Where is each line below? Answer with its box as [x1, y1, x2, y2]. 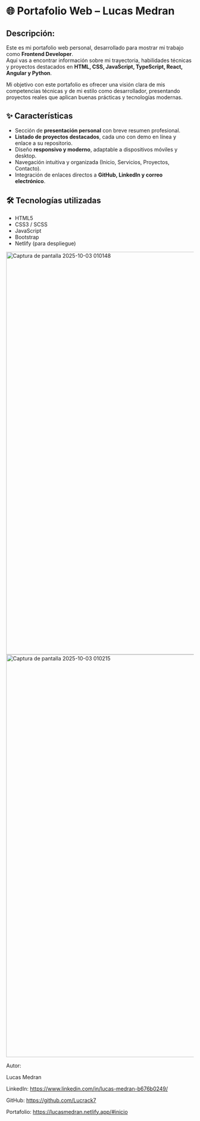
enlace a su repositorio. [14, 139, 73, 147]
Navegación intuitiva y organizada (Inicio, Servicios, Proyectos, [14, 158, 170, 165]
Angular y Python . [6, 70, 52, 76]
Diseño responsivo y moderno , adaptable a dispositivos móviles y [14, 146, 178, 153]
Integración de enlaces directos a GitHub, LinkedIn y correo [14, 171, 163, 178]
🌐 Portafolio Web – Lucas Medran [6, 4, 175, 18]
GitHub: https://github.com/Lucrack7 [6, 1097, 96, 1104]
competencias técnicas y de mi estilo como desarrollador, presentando [6, 88, 180, 94]
